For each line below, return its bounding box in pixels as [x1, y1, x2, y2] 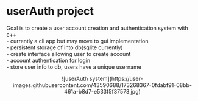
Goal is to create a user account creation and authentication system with [6, 24, 189, 32]
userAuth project [6, 4, 94, 18]
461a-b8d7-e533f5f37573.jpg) [63, 88, 141, 95]
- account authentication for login [6, 57, 91, 64]
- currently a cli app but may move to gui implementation [6, 37, 149, 44]
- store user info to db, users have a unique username [6, 63, 142, 71]
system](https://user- [89, 75, 143, 82]
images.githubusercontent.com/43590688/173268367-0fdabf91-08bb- [13, 81, 192, 89]
